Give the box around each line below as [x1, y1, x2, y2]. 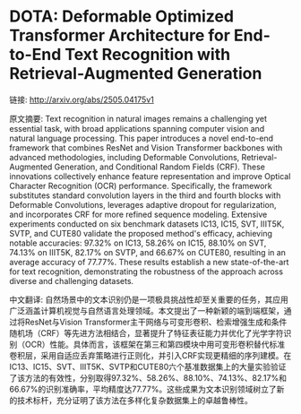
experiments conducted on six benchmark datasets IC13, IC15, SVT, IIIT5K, [9, 218, 285, 229]
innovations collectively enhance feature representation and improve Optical [9, 170, 291, 181]
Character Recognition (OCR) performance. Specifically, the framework [9, 180, 272, 191]
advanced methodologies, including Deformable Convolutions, [9, 151, 240, 162]
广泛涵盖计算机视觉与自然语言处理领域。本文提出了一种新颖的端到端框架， [9, 305, 284, 315]
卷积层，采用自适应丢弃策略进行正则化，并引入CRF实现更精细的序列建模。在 [9, 349, 292, 360]
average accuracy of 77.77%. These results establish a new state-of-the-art [9, 256, 289, 267]
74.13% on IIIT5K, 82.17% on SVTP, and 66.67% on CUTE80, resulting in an [9, 246, 287, 257]
